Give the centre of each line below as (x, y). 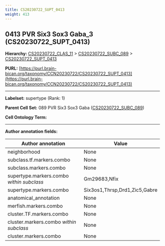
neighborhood (24, 152)
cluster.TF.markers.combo (38, 214)
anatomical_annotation (34, 198)
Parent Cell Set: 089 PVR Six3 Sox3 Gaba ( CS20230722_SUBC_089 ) (75, 108)
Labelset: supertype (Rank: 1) (35, 98)
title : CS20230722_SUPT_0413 (35, 10)
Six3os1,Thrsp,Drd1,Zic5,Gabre (121, 190)
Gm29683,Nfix (101, 179)
